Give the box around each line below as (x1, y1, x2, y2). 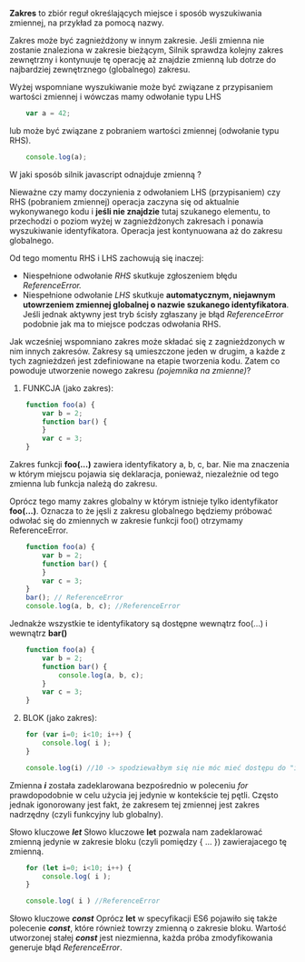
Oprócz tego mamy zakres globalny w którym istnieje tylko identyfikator (9, 496, 279, 506)
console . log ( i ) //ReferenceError (25, 897, 161, 906)
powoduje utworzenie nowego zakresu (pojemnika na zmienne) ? (9, 365, 251, 376)
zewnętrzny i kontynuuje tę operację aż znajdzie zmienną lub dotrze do (9, 55, 277, 65)
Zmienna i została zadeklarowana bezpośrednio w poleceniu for (9, 779, 249, 790)
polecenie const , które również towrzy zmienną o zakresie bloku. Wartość (9, 923, 287, 934)
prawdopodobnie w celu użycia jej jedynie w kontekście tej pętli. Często (9, 789, 279, 800)
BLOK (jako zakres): (22, 713, 97, 724)
